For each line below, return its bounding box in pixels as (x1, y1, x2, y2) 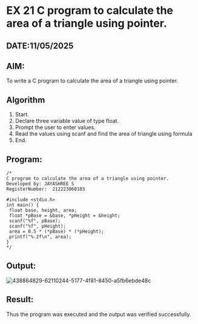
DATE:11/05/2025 (6, 41, 74, 51)
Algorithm (6, 94, 45, 105)
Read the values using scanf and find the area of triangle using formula (15, 130, 193, 137)
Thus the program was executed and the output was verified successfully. (6, 310, 192, 318)
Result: (6, 294, 34, 305)
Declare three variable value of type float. (15, 117, 119, 125)
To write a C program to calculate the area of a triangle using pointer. (6, 77, 179, 85)
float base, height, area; (8, 207, 78, 214)
